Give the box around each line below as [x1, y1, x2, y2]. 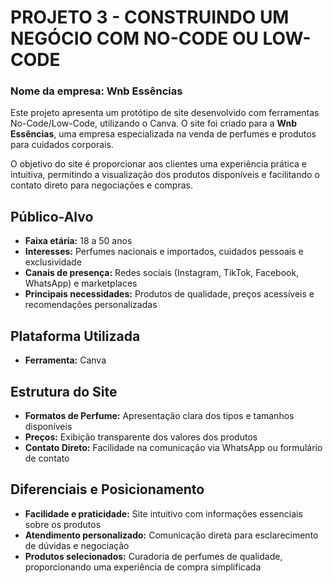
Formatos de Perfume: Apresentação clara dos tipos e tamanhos [24, 409, 295, 421]
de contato [24, 452, 70, 464]
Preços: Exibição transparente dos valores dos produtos [24, 431, 258, 443]
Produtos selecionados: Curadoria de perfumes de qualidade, [24, 550, 283, 562]
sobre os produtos [24, 518, 102, 530]
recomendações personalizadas [24, 299, 158, 311]
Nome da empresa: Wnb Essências [10, 84, 183, 98]
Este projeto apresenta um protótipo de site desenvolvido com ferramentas [10, 107, 320, 119]
